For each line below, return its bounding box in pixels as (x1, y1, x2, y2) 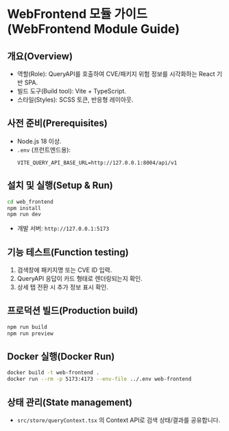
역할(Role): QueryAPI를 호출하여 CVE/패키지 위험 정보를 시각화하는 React (16, 70, 215, 78)
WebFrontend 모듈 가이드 (7, 6, 148, 22)
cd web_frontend (7, 198, 53, 205)
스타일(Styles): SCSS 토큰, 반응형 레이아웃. (16, 95, 134, 104)
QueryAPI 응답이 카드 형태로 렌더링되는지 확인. (16, 275, 143, 283)
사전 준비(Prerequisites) (7, 117, 108, 129)
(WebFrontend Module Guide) (7, 21, 180, 37)
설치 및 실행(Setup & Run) (7, 180, 113, 191)
